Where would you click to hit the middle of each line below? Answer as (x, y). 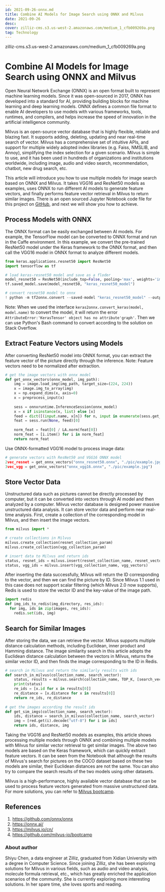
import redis (18, 600)
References (23, 807)
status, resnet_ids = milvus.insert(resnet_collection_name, (69, 561)
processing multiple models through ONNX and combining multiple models (81, 740)
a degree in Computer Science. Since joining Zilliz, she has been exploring (80, 863)
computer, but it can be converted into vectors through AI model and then (80, 499)
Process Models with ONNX (48, 220)
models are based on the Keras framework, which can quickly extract (75, 750)
